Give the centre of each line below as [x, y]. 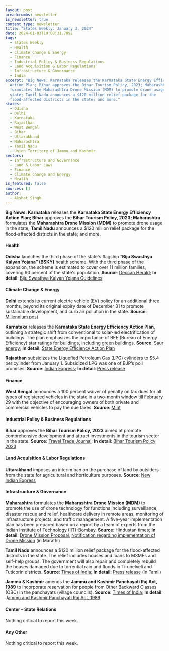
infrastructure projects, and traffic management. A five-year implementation [84, 519]
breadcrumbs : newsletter [31, 15]
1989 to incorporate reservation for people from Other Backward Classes [81, 587]
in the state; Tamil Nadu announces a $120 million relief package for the [80, 228]
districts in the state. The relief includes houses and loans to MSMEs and [80, 555]
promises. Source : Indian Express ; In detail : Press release [65, 369]
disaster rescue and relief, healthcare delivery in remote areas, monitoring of [84, 514]
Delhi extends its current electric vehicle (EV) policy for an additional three [82, 301]
